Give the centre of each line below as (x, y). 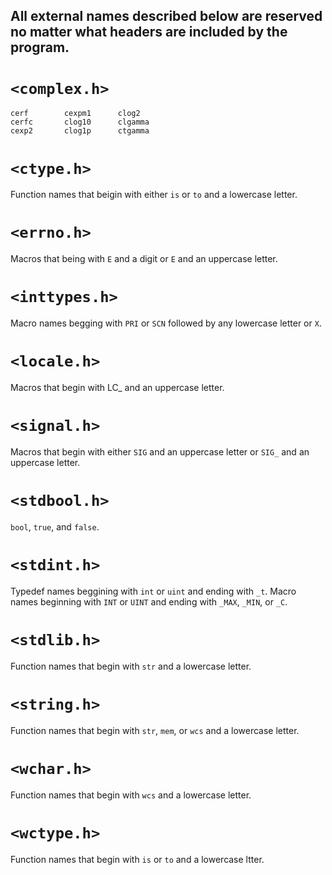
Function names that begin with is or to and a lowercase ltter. (137, 859)
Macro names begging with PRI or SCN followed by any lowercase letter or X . (166, 323)
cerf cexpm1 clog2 (75, 114)
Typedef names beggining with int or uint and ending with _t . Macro (153, 591)
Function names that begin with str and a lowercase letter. (131, 666)
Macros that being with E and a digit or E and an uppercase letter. (144, 259)
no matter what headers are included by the (149, 32)
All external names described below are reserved (166, 16)
